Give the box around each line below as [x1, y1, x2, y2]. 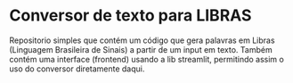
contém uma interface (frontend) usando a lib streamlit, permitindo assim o [9, 54, 285, 64]
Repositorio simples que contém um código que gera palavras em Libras [9, 35, 275, 46]
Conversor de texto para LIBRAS [9, 5, 252, 26]
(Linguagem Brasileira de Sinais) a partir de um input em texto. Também [9, 44, 273, 54]
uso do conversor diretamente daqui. [9, 63, 145, 74]
